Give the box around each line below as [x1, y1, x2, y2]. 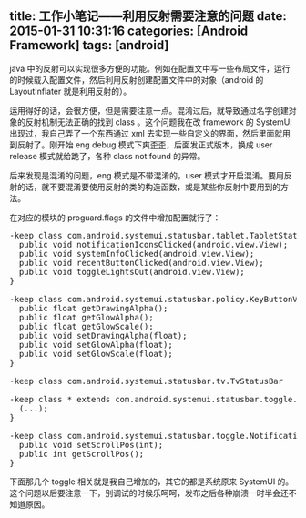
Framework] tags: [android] [9, 37, 169, 53]
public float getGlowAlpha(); [18, 312, 154, 322]
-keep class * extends [9, 394, 111, 404]
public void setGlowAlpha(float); [18, 340, 173, 350]
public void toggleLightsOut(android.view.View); [18, 267, 246, 277]
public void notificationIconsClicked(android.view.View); [18, 239, 289, 249]
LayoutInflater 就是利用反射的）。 [9, 86, 132, 96]
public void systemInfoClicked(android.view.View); [18, 249, 255, 259]
